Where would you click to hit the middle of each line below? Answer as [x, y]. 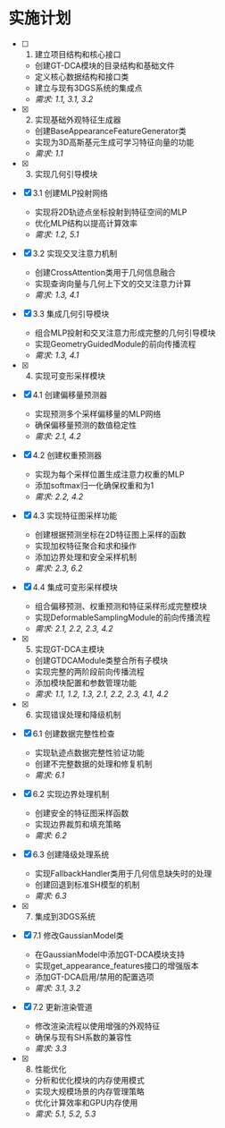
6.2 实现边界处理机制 [71, 793]
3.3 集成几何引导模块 [71, 313]
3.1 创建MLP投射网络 [71, 192]
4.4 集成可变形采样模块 [75, 587]
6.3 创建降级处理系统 [71, 854]
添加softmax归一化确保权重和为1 [94, 485]
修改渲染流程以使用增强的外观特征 [97, 1026]
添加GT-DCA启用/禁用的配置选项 [94, 977]
